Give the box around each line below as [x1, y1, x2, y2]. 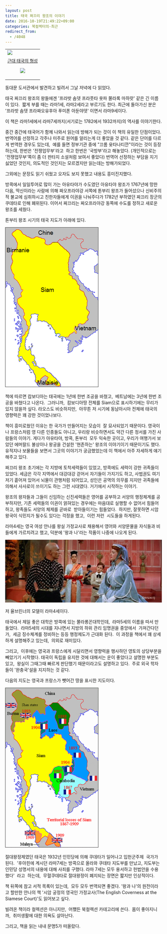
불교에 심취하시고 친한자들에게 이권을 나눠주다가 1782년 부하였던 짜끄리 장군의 [10, 194, 162, 200]
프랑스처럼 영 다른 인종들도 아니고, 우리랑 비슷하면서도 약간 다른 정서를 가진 [10, 429, 157, 435]
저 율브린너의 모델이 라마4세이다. [5, 608, 70, 614]
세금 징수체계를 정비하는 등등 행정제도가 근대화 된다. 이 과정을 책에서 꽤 [12, 631, 152, 637]
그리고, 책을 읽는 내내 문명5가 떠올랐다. [5, 923, 81, 929]
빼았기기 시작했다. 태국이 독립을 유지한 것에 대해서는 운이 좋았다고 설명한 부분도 [5, 654, 159, 660]
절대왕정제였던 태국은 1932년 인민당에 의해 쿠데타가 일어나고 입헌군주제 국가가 [5, 854, 159, 860]
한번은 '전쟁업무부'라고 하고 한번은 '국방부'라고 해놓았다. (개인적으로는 [19, 147, 157, 153]
